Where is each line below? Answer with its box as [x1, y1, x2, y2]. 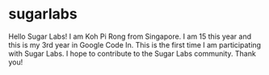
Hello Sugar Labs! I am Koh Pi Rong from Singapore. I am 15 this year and [8, 31, 252, 41]
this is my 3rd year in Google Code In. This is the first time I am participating [8, 40, 261, 49]
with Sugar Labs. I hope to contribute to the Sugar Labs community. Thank [8, 48, 256, 58]
